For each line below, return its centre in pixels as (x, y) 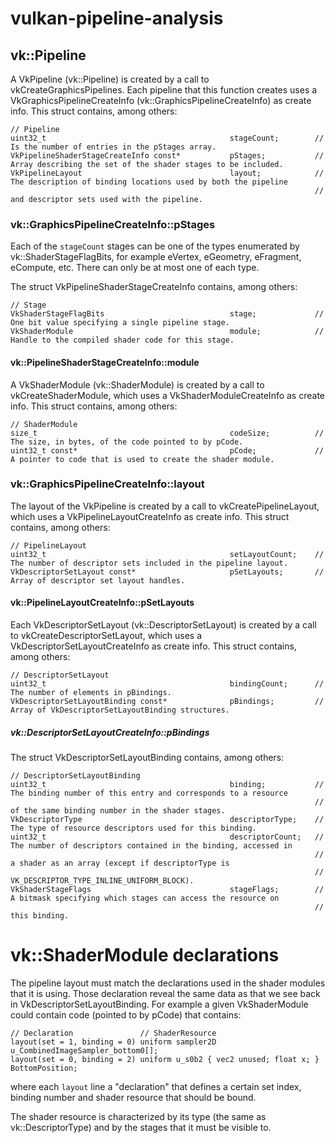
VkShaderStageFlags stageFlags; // (167, 889)
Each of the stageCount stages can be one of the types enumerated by (155, 246)
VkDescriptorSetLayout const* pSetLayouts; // (167, 572)
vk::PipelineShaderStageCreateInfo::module (105, 362)
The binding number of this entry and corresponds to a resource (149, 793)
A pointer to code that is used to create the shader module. (142, 459)
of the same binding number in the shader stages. (118, 810)
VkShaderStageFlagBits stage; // (167, 314)
